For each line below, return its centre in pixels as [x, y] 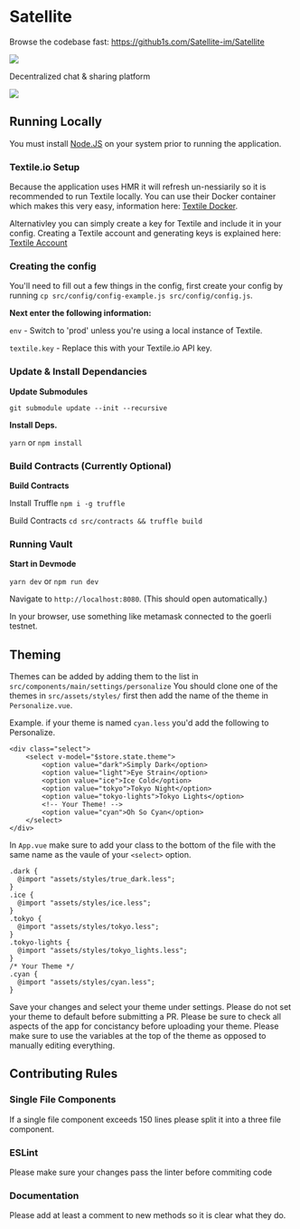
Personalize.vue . [41, 706]
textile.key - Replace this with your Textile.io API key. [111, 348]
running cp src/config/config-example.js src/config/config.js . [131, 295]
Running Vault [41, 543]
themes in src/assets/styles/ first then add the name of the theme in [139, 696]
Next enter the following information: [80, 313]
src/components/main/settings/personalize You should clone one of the [144, 687]
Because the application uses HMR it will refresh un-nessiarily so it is [138, 187]
